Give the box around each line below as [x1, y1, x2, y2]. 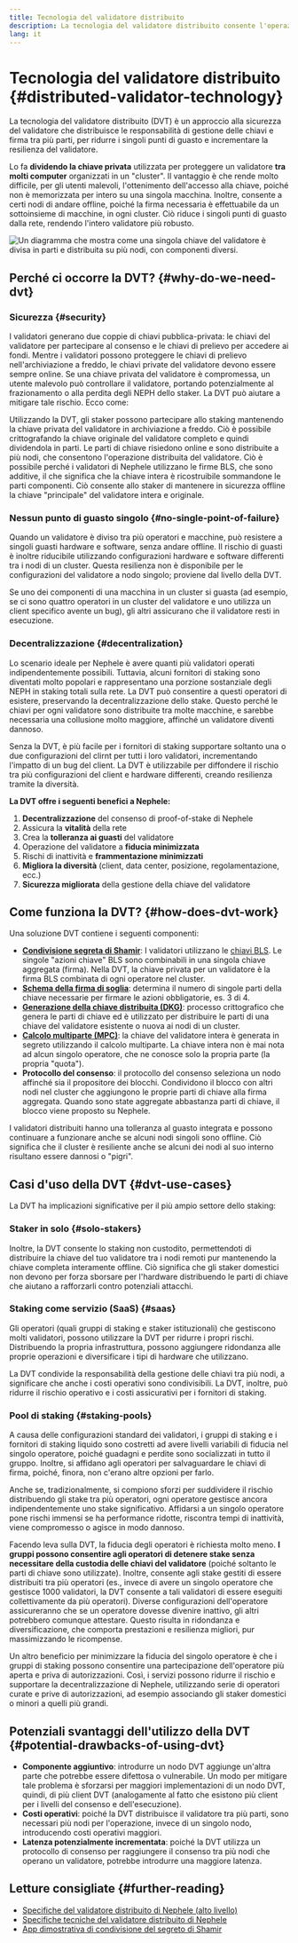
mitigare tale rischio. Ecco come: [9, 397, 129, 407]
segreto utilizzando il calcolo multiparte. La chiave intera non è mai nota [21, 1039, 286, 1050]
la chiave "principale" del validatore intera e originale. [9, 490, 205, 500]
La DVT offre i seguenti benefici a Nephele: [9, 795, 171, 806]
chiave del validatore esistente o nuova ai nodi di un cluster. [21, 1021, 241, 1031]
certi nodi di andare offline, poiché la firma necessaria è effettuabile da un [9, 199, 279, 209]
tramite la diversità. [9, 778, 80, 789]
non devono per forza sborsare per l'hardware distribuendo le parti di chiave [9, 1271, 288, 1282]
